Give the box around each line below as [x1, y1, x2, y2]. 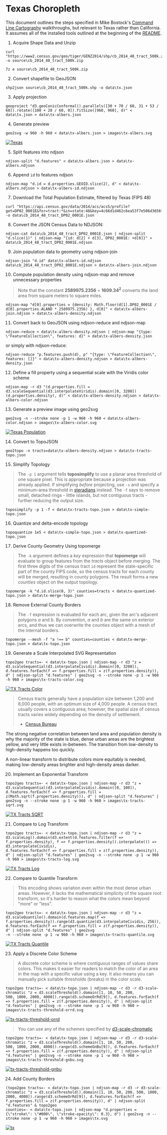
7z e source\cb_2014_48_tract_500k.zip [5, 67, 88, 72]
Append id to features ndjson [12, 171, 73, 177]
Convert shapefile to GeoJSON [12, 75, 76, 81]
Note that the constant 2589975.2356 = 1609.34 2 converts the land [17, 286, 158, 293]
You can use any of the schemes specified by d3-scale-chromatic [17, 1026, 153, 1032]
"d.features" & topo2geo [5, 1103, 57, 1108]
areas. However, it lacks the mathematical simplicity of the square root [17, 890, 162, 896]
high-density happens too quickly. [5, 746, 76, 752]
